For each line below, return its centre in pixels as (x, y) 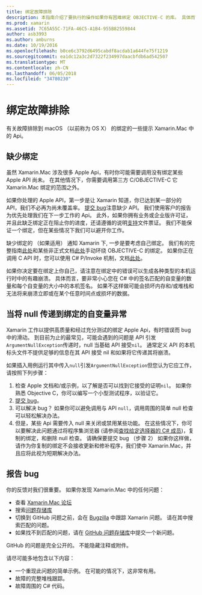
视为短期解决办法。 (60, 453)
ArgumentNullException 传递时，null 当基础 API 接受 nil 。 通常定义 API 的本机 (101, 345)
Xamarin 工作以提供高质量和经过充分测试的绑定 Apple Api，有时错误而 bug (99, 330)
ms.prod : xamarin (28, 23)
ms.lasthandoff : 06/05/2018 (41, 73)
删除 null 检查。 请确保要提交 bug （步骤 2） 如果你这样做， (121, 438)
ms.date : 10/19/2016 (32, 46)
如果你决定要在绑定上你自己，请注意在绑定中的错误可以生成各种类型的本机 (98, 271)
